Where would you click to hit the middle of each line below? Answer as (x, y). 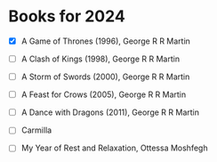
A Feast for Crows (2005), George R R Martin (104, 94)
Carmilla (36, 130)
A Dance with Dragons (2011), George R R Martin (110, 112)
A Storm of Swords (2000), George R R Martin (105, 77)
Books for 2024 (67, 16)
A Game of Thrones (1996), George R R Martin (105, 41)
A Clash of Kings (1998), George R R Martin (100, 59)
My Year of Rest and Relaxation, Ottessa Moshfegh (114, 148)
